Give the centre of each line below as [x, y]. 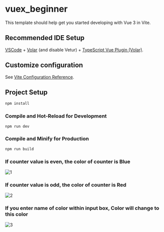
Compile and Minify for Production [47, 139]
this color [17, 214]
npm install [17, 104]
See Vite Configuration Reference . [40, 77]
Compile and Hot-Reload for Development [56, 116]
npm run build [20, 149]
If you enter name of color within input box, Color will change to [82, 208]
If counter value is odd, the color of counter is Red [66, 185]
